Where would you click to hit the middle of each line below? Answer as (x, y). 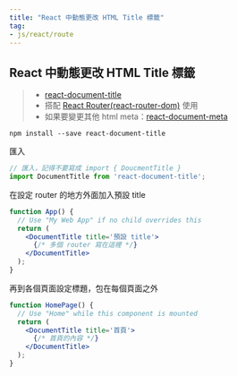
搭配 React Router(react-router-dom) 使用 (121, 106)
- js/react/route (42, 34)
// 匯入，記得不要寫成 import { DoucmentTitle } (95, 168)
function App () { (42, 211)
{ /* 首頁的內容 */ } (66, 338)
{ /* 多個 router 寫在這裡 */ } (85, 245)
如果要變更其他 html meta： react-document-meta (136, 116)
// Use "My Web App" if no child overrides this (110, 220)
